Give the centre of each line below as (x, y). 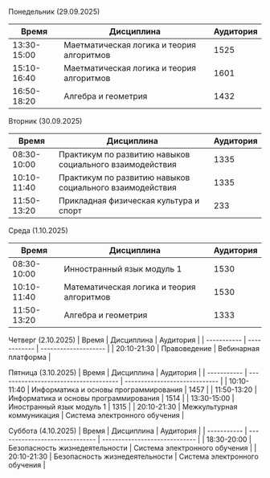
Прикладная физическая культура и (129, 200)
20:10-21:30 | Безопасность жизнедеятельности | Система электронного (133, 456)
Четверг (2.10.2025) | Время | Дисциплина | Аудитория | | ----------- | (127, 340)
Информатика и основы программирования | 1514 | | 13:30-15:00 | (121, 398)
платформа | (30, 357)
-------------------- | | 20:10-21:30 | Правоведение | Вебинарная (150, 348)
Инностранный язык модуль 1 (123, 269)
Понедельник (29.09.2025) (54, 12)
